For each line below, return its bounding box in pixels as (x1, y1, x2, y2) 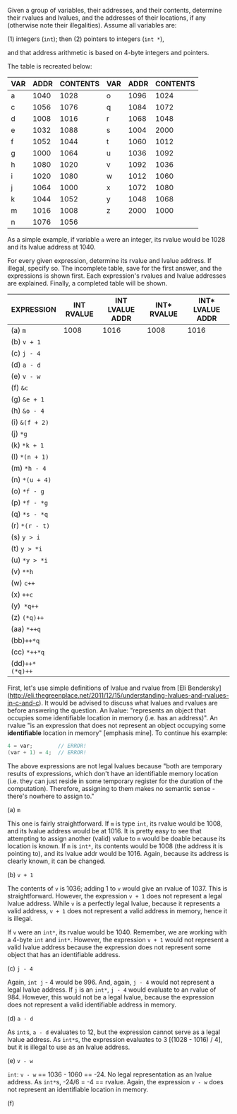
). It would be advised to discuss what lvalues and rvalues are (38, 699, 218, 707)
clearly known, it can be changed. (7, 857, 106, 865)
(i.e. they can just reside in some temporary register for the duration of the (7, 777, 224, 785)
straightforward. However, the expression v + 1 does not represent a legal (7, 891, 223, 900)
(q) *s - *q (11, 509, 48, 519)
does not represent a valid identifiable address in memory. (7, 1000, 176, 1009)
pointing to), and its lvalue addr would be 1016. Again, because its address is (7, 849, 229, 857)
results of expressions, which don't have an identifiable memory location (7, 769, 219, 778)
